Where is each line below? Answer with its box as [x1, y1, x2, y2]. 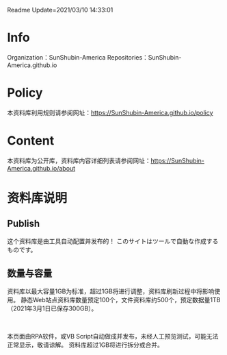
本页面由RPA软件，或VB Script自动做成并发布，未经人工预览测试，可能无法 [7, 332, 219, 340]
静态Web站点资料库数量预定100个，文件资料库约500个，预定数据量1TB [20, 295, 221, 304]
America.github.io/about [7, 164, 76, 172]
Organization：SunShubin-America [7, 53, 106, 61]
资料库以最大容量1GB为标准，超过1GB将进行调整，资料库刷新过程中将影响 [7, 287, 215, 295]
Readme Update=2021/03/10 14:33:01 [7, 6, 113, 14]
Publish [7, 218, 40, 230]
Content [7, 133, 55, 149]
